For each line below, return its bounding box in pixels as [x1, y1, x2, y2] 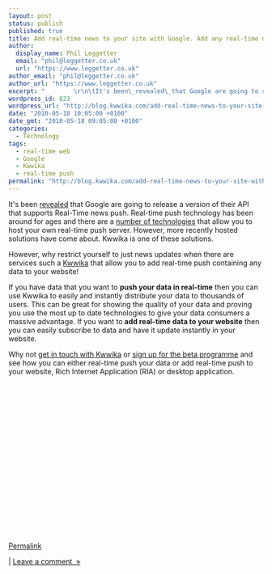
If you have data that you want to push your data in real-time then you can [8, 282, 259, 292]
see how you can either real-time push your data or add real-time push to [8, 357, 253, 368]
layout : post [8, 11, 53, 20]
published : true [8, 27, 63, 35]
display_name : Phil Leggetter [15, 49, 117, 57]
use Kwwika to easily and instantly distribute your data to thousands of [8, 290, 244, 300]
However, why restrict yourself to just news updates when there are [8, 249, 235, 259]
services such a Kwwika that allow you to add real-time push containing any [8, 258, 261, 268]
